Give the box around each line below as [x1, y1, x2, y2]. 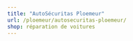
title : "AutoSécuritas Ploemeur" [7, 10, 105, 17]
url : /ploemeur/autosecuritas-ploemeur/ [7, 17, 127, 24]
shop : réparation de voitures [7, 23, 96, 30]
